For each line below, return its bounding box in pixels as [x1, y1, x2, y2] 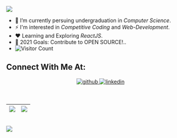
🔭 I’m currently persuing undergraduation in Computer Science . [14, 17, 172, 24]
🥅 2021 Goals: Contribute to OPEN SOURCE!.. [14, 39, 127, 45]
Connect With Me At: [6, 62, 86, 72]
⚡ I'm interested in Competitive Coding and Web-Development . [14, 24, 170, 30]
